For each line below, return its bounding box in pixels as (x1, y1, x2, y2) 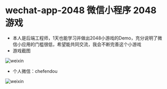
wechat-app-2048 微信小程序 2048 (5, 5, 157, 16)
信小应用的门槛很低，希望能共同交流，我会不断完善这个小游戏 (12, 41, 142, 47)
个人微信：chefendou (12, 68, 58, 74)
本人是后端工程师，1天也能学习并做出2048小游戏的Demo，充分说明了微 (12, 35, 162, 41)
